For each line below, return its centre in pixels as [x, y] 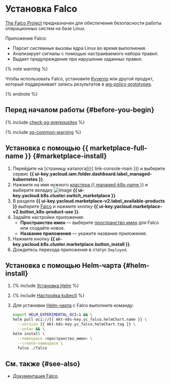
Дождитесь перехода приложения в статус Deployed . [70, 250]
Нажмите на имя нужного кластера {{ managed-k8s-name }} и [80, 184]
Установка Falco [41, 9]
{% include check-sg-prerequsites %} [45, 122]
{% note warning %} [27, 69]
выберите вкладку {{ [45, 190]
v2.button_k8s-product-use [43, 211]
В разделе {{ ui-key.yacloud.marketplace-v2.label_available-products [89, 201]
